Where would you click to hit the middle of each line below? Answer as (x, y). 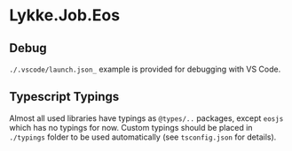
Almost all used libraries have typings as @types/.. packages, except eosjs (146, 118)
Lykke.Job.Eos (65, 15)
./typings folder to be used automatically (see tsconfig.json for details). (143, 137)
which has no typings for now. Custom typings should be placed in (131, 127)
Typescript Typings (64, 97)
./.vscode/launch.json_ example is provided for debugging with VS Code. (145, 69)
